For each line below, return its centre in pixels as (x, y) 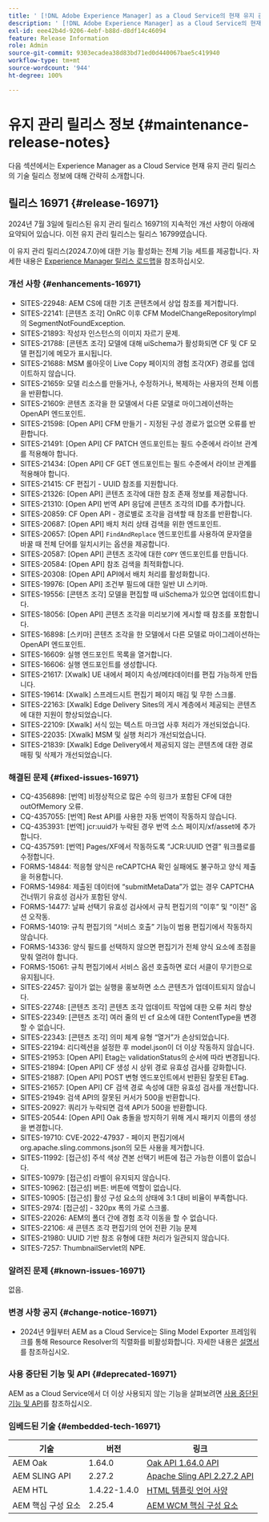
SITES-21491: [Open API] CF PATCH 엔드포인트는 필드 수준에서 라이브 (131, 443)
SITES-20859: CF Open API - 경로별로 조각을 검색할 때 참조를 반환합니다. (136, 514)
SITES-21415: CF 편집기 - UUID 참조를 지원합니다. (99, 483)
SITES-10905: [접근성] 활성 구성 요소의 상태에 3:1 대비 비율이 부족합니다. (134, 1198)
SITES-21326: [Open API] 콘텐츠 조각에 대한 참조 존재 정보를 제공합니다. (134, 494)
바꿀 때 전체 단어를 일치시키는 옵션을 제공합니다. (94, 543)
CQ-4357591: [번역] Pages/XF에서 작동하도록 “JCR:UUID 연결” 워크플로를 (138, 846)
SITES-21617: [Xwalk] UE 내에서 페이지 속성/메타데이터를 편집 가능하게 (131, 674)
